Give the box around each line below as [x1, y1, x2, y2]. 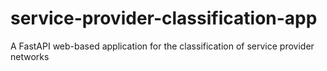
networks [10, 50, 50, 62]
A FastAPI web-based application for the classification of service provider [10, 40, 315, 52]
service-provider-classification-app [10, 7, 318, 30]
